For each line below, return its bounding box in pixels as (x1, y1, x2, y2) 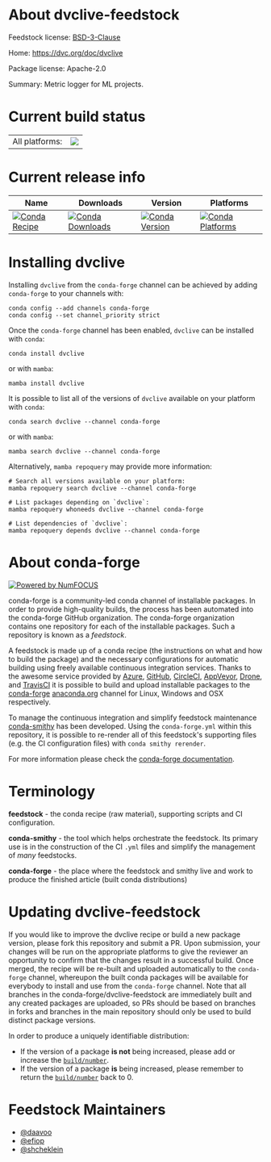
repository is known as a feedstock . (8, 629, 127, 639)
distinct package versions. (8, 1015, 96, 1025)
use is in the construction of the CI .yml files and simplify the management (8, 842, 256, 851)
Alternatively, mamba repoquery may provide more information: (8, 462, 212, 471)
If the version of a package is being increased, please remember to (19, 1064, 244, 1073)
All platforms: (12, 136, 63, 147)
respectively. (8, 696, 51, 707)
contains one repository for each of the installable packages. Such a (8, 621, 236, 631)
